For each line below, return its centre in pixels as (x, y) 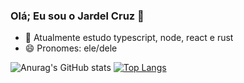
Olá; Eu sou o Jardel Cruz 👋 (77, 16)
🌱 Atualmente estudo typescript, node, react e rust (129, 38)
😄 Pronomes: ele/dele (71, 48)
